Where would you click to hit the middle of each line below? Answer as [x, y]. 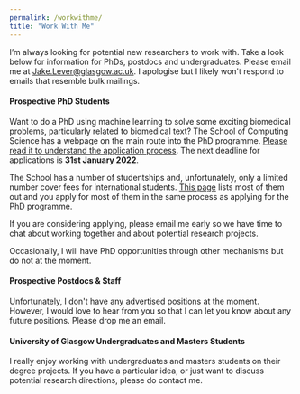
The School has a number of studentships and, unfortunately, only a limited [149, 177]
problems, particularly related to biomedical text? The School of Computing [149, 131]
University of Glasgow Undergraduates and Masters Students [127, 341]
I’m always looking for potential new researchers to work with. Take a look [146, 52]
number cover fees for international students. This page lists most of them [147, 187]
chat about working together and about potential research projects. [134, 233]
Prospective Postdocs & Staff [65, 281]
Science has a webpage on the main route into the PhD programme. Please [149, 140]
